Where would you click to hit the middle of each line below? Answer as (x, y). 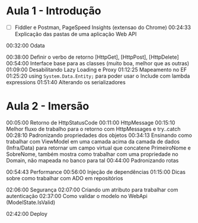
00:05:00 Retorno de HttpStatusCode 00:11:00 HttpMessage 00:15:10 (91, 122)
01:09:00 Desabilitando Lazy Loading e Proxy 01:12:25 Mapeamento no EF (97, 70)
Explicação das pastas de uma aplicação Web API (76, 34)
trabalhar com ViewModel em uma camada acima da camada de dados (93, 141)
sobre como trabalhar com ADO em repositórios (65, 178)
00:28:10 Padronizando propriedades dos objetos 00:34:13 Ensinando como (99, 135)
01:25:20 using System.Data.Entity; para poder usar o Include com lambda (98, 76)
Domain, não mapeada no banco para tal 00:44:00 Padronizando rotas (92, 160)
